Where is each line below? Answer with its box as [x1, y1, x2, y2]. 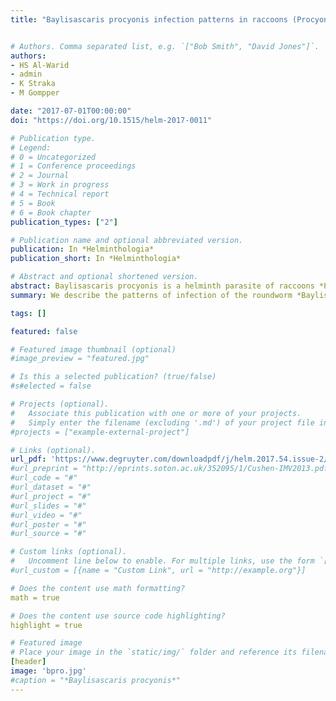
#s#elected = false [10, 381, 92, 391]
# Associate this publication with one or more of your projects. [10, 408, 302, 418]
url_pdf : [10, 454, 47, 465]
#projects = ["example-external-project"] [10, 427, 190, 437]
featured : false [10, 326, 78, 336]
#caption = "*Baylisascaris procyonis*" [10, 675, 182, 685]
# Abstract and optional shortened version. [10, 272, 199, 282]
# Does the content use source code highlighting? [10, 611, 226, 621]
